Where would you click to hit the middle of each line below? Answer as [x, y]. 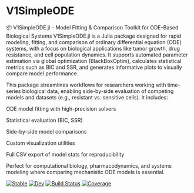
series [14, 91]
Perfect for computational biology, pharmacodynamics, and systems [89, 165]
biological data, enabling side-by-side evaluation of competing [98, 91]
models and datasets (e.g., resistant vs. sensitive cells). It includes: [87, 97]
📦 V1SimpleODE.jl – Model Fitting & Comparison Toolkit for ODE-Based [92, 27]
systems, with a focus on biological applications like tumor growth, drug [93, 48]
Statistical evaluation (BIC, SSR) [45, 120]
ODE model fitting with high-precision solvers [61, 109]
